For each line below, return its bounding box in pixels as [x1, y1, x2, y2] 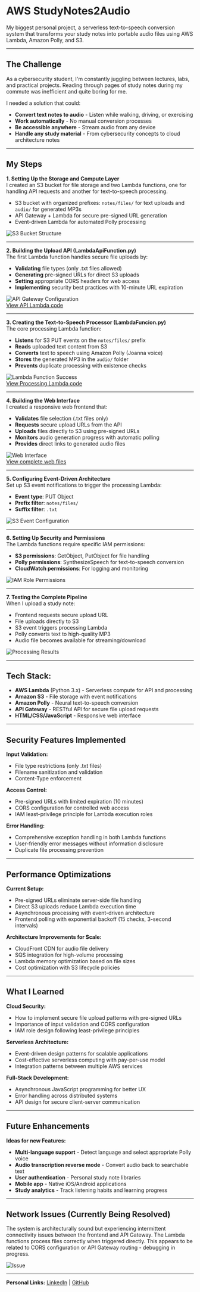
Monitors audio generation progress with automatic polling [14, 434, 160, 441]
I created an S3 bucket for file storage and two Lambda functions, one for [6, 181, 186, 188]
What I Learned [6, 987, 64, 997]
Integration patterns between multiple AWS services [14, 1062, 143, 1070]
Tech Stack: [6, 671, 52, 681]
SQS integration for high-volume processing [14, 951, 123, 958]
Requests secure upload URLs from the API [14, 421, 122, 428]
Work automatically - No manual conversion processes [14, 117, 152, 124]
